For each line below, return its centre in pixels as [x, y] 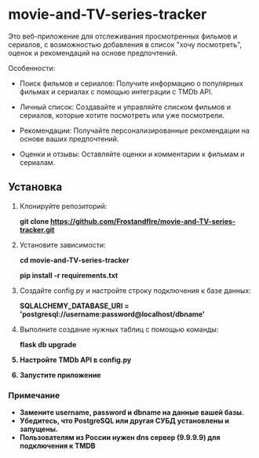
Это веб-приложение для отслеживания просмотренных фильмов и [123, 36]
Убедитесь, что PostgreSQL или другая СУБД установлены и [124, 421]
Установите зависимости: [62, 244]
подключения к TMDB [57, 446]
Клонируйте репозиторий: [63, 206]
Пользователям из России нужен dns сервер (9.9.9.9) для [120, 438]
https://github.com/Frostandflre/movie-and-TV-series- [143, 221]
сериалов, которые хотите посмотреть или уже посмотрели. [122, 115]
